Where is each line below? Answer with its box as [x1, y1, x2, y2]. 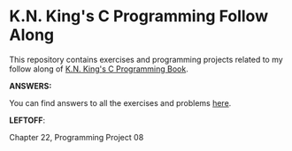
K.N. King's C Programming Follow [9, 6, 268, 26]
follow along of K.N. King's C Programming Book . [9, 64, 188, 74]
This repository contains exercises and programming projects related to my [9, 54, 283, 64]
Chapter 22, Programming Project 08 [9, 132, 144, 142]
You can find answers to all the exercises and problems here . [9, 97, 232, 108]
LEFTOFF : [9, 115, 46, 125]
